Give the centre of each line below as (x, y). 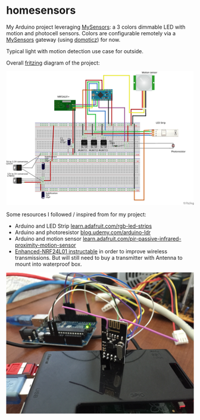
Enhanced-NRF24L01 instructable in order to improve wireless (91, 252)
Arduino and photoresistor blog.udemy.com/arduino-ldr (82, 232)
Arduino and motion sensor (48, 239)
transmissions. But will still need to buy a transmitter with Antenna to (99, 258)
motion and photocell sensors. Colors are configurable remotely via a (91, 33)
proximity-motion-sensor (45, 245)
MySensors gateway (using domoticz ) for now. (63, 39)
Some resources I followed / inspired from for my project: (76, 214)
